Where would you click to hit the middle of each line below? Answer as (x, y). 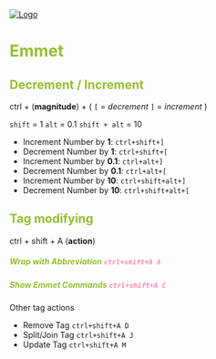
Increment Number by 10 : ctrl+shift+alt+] (104, 180)
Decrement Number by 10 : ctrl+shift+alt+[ (106, 190)
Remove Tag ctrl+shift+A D (76, 325)
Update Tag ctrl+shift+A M (74, 344)
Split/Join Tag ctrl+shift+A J (78, 335)
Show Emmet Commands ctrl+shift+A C (88, 284)
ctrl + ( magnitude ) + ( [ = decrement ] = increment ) (108, 107)
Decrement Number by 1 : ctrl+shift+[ (95, 151)
